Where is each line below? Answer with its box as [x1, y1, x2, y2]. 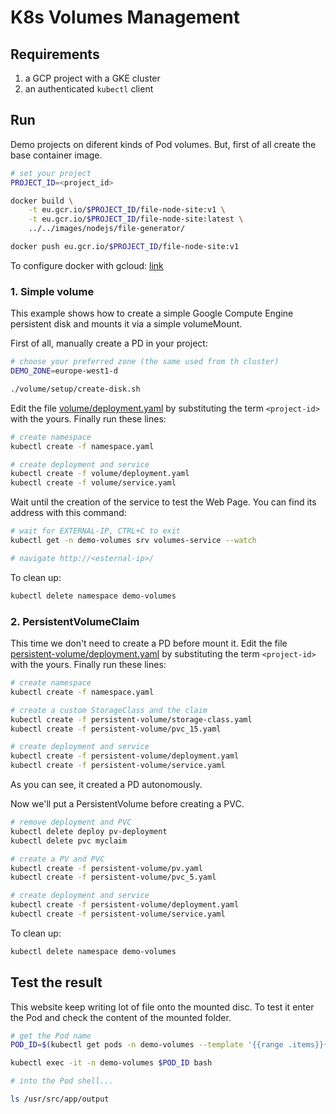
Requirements [10, 46, 100, 63]
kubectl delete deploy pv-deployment [10, 826, 168, 836]
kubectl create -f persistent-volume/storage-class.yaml [10, 714, 253, 725]
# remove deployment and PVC [10, 817, 132, 828]
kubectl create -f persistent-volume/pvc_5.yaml [10, 872, 217, 883]
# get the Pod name [10, 1031, 92, 1041]
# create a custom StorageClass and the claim [10, 705, 208, 715]
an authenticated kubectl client [24, 83, 154, 95]
